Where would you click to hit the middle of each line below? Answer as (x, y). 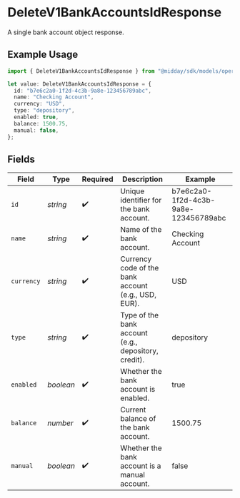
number (60, 423)
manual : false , (36, 130)
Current (133, 410)
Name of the (141, 230)
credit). (132, 360)
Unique (132, 191)
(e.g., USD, (139, 295)
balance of (138, 419)
